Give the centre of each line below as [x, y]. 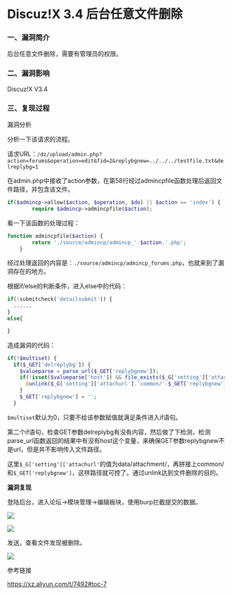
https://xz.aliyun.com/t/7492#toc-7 [57, 584]
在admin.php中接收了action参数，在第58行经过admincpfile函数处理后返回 [112, 181]
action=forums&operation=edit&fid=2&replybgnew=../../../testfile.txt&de [116, 161]
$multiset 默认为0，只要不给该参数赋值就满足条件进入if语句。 [94, 417]
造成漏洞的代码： [31, 345]
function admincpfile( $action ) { [55, 236]
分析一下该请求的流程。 [40, 140]
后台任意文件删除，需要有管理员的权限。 [65, 54]
